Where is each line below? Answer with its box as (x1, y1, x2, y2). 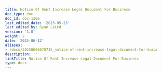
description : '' (5, 51, 38, 57)
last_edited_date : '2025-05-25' (5, 20, 70, 25)
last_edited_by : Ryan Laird (5, 25, 62, 30)
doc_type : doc (5, 12, 34, 16)
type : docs (5, 61, 27, 65)
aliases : (5, 43, 23, 48)
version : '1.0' (5, 29, 36, 34)
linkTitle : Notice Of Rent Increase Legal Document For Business (5, 56, 139, 61)
